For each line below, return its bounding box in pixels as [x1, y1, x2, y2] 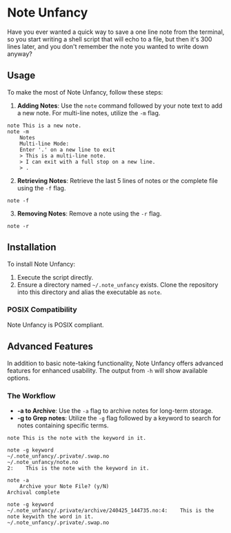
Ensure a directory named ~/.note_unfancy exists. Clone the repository [17, 280, 219, 289]
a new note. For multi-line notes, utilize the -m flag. [17, 108, 161, 117]
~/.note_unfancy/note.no [7, 458, 79, 465]
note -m [7, 128, 30, 135]
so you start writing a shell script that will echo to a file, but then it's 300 [7, 35, 212, 43]
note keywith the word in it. [7, 513, 94, 520]
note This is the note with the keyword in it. [7, 434, 147, 441]
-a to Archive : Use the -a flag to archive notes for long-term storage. [17, 406, 214, 415]
